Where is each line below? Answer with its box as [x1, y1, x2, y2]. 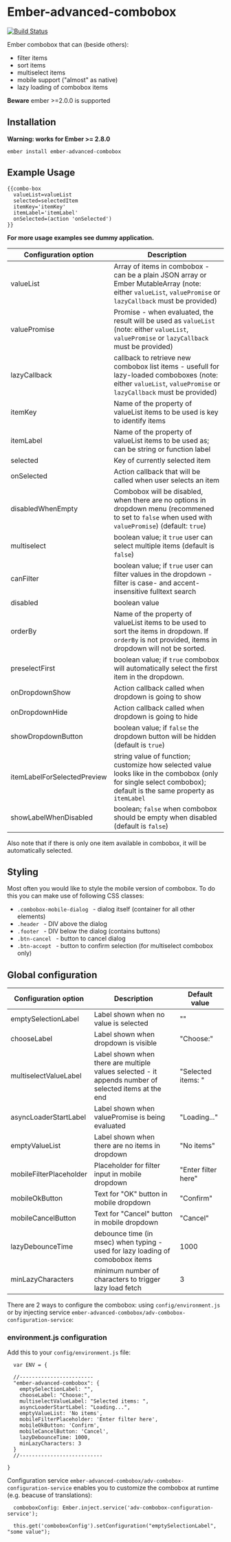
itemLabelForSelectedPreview [10, 772, 107, 782]
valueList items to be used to [113, 617, 206, 627]
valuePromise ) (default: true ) [113, 521, 207, 531]
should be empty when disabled [113, 812, 217, 822]
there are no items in [93, 1141, 160, 1151]
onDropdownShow [10, 687, 71, 697]
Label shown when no [93, 1010, 165, 1020]
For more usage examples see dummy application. [7, 233, 155, 241]
